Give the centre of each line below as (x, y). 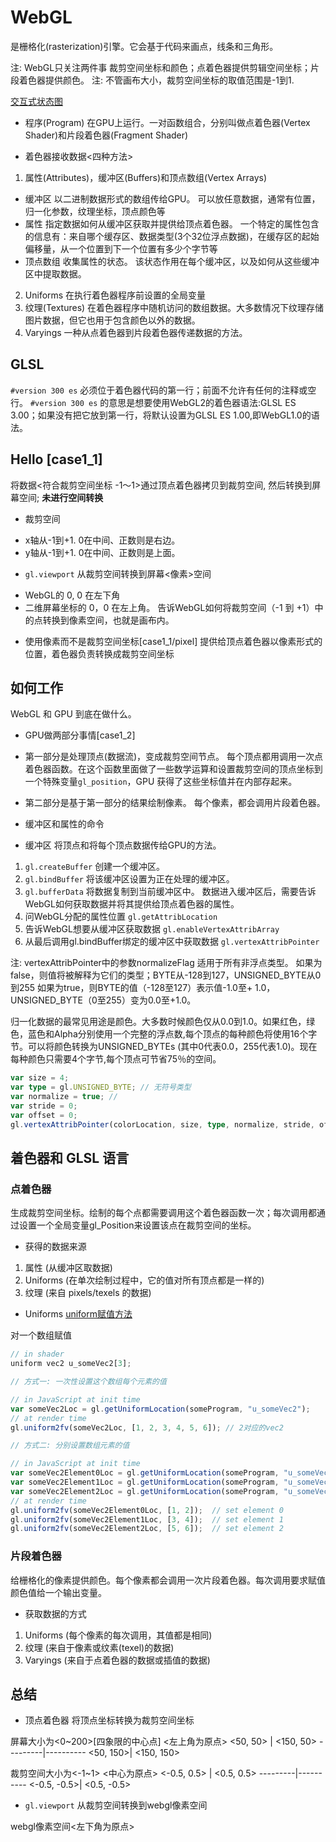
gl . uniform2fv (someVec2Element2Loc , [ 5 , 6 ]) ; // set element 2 (147, 1529)
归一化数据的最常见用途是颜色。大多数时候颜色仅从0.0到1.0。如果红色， (158, 1022)
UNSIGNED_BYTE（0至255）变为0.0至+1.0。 (103, 1000)
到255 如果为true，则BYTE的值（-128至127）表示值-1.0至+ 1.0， (143, 988)
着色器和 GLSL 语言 (70, 1158)
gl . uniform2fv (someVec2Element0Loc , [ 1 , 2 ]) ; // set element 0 (147, 1510)
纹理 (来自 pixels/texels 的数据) (88, 1293)
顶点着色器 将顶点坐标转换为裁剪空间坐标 (109, 1720)
